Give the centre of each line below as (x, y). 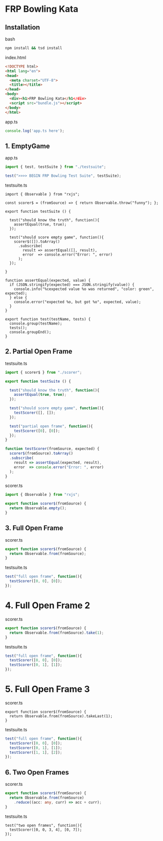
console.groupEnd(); (30, 332)
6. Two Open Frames (37, 772)
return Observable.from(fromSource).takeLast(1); (61, 716)
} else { (18, 297)
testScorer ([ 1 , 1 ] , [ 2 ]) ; (36, 752)
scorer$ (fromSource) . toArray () (41, 453)
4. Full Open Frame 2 (48, 605)
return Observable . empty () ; (38, 508)
